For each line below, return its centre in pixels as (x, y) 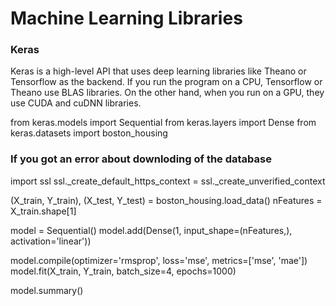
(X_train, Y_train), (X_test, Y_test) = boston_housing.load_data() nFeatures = (166, 200)
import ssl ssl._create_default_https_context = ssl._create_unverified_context (168, 181)
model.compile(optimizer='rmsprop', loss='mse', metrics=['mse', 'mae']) (159, 260)
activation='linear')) (51, 241)
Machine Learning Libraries (126, 18)
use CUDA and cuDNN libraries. (76, 103)
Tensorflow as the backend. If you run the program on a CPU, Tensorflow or (166, 82)
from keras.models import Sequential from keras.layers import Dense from (163, 123)
